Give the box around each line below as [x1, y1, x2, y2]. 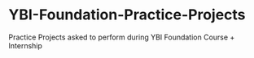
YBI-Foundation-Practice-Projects [8, 6, 246, 24]
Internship [8, 40, 43, 50]
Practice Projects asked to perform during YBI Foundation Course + [8, 32, 235, 42]
